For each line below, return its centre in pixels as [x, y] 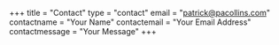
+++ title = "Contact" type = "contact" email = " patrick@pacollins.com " [139, 13]
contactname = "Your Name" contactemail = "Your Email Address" [130, 22]
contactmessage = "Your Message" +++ [83, 31]
